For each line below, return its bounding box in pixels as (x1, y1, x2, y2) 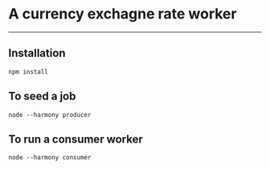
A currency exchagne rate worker (8, 5, 237, 23)
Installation (8, 46, 66, 60)
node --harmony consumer (8, 154, 92, 162)
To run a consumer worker (8, 132, 143, 146)
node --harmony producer (8, 111, 92, 119)
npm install (8, 67, 48, 76)
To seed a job (8, 90, 76, 103)
